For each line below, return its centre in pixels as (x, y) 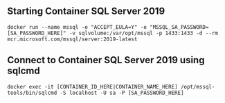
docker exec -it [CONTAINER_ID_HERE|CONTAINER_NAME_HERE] (92, 87)
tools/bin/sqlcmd (32, 93)
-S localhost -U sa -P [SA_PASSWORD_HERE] (122, 93)
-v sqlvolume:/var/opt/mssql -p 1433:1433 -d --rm (143, 33)
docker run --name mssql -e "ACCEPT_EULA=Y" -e (77, 27)
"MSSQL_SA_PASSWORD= (179, 27)
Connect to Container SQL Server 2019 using (106, 60)
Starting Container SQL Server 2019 (86, 11)
